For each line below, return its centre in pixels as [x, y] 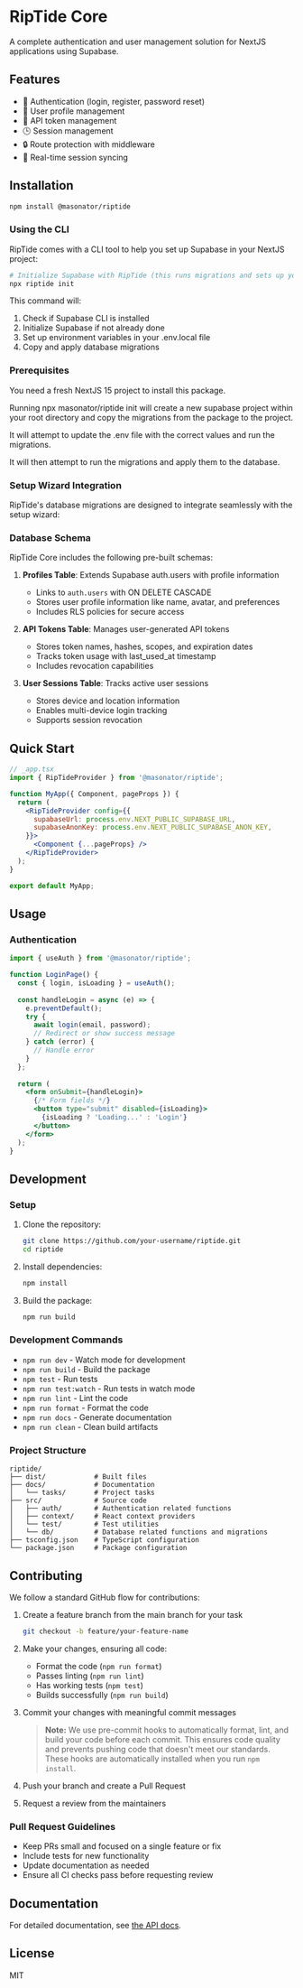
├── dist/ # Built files [78, 1477]
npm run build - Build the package [86, 1369]
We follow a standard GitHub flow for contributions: [105, 1597]
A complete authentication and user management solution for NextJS [138, 42]
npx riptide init [42, 283]
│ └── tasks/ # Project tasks [82, 1493]
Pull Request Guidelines [62, 1826]
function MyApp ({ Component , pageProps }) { [94, 794]
